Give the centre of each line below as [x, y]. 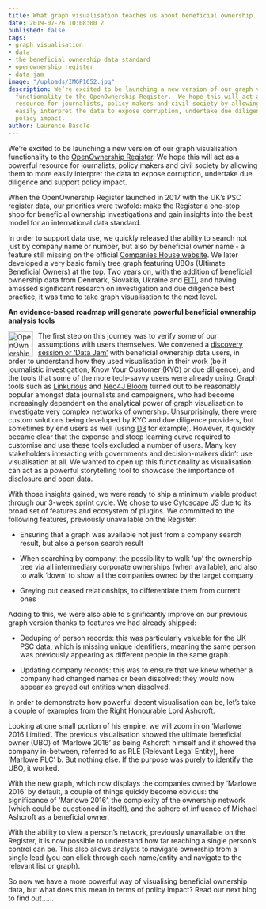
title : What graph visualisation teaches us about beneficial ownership [131, 15]
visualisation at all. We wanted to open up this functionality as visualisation [130, 462]
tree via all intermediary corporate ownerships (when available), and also [139, 566]
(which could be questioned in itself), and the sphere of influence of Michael [133, 809]
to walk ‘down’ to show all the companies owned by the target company [137, 575]
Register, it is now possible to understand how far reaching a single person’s [133, 840]
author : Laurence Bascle [49, 126]
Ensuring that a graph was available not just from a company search [131, 534]
